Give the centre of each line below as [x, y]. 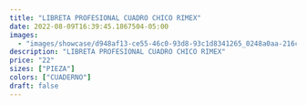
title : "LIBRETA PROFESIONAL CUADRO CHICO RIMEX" [106, 18]
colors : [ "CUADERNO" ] [51, 78]
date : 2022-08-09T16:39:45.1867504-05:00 [89, 26]
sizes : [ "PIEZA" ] [42, 69]
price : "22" [32, 60]
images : [24, 35]
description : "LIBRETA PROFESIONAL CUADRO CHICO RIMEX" [117, 52]
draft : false [34, 86]
